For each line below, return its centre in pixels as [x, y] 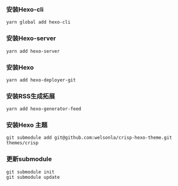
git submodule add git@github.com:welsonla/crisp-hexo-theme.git [89, 138]
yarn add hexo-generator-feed [44, 109]
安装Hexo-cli [25, 9]
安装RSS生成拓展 [31, 96]
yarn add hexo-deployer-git [41, 80]
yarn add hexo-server [33, 51]
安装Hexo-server [31, 38]
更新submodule [29, 159]
